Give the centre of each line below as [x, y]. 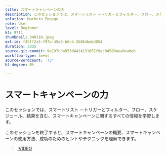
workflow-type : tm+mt [27, 56]
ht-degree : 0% [20, 65]
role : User [16, 23]
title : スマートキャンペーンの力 [35, 10]
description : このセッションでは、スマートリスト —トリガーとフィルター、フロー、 [81, 14]
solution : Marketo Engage [32, 19]
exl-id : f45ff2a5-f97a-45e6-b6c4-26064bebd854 [54, 42]
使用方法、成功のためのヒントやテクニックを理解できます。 [78, 139]
